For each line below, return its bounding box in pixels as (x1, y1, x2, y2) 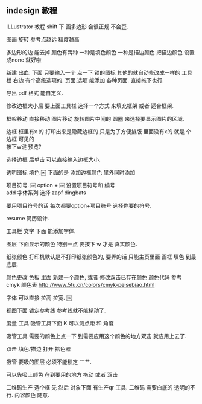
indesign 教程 (6, 5, 58, 16)
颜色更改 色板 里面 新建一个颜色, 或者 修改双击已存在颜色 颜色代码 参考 (6, 274, 182, 281)
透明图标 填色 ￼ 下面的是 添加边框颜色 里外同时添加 (6, 168, 136, 176)
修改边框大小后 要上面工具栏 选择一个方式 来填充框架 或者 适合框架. (6, 102, 174, 109)
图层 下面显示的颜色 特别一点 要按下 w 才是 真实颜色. (6, 240, 137, 248)
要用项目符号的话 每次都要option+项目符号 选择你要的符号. (6, 202, 152, 209)
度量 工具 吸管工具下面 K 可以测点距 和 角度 (6, 319, 115, 327)
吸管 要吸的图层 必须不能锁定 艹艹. (6, 358, 92, 365)
